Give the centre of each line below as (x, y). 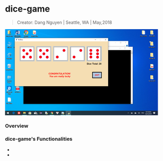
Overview (17, 126)
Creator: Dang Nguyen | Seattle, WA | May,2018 (65, 22)
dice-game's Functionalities (39, 139)
